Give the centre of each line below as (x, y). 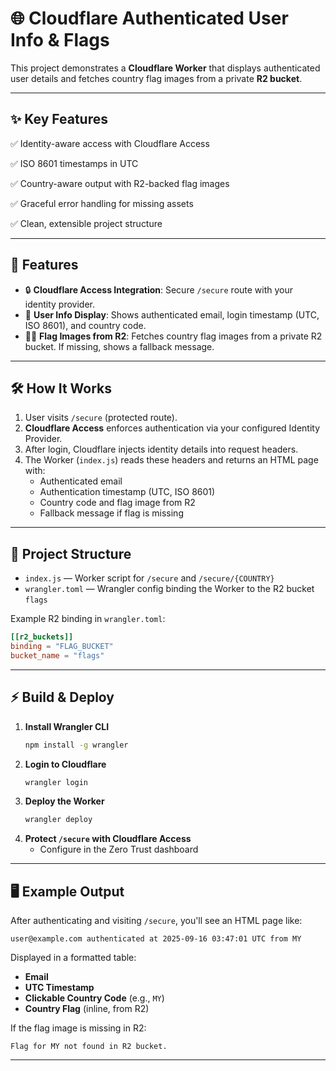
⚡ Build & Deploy (62, 697)
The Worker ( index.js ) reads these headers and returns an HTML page (171, 460)
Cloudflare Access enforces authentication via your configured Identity (172, 428)
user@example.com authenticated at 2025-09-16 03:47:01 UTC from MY (156, 939)
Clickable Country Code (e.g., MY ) (94, 998)
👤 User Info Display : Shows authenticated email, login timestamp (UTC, (172, 314)
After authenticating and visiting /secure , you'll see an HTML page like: (156, 921)
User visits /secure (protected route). (101, 418)
